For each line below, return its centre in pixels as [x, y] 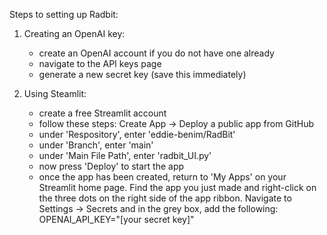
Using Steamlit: [55, 93]
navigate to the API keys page [100, 63]
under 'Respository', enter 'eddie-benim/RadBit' [137, 134]
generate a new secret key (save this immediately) [142, 74]
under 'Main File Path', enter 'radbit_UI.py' [125, 155]
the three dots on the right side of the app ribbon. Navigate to [165, 198]
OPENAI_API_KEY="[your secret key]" [116, 219]
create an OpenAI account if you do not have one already [156, 53]
